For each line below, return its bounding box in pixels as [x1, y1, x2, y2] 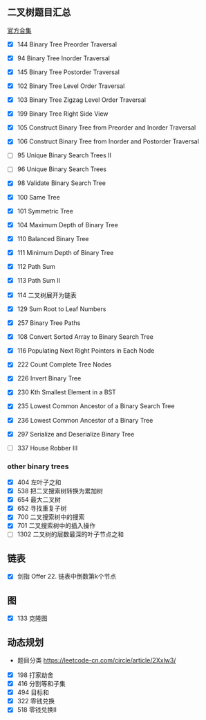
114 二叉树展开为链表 [17, 290, 77, 299]
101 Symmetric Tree [17, 207, 74, 215]
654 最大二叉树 [17, 495, 61, 504]
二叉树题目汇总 [7, 6, 71, 19]
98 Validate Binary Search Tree [17, 179, 106, 187]
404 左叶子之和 [17, 477, 62, 486]
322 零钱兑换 [17, 697, 55, 705]
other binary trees [7, 462, 69, 471]
